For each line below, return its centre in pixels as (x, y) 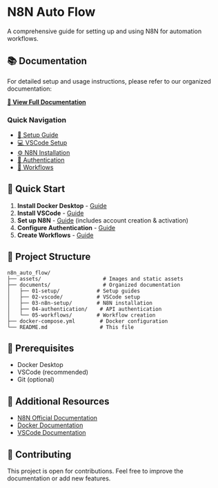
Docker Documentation (50, 425)
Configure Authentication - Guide (66, 227)
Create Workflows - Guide (55, 235)
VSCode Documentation (51, 433)
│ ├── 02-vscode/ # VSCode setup (73, 297)
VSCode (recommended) (52, 372)
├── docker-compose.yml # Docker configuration (88, 321)
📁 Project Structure (49, 257)
